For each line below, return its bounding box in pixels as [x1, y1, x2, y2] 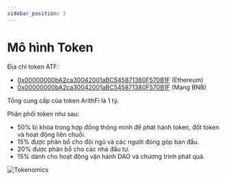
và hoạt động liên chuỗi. [17, 130, 86, 138]
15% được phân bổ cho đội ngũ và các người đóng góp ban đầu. [17, 137, 200, 146]
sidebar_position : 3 [7, 10, 67, 17]
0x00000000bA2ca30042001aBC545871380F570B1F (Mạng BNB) [17, 83, 207, 91]
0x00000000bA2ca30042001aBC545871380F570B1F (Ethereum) [17, 76, 204, 84]
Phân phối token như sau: [7, 109, 80, 117]
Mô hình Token [7, 39, 94, 55]
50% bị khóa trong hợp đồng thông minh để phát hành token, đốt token [17, 123, 219, 131]
